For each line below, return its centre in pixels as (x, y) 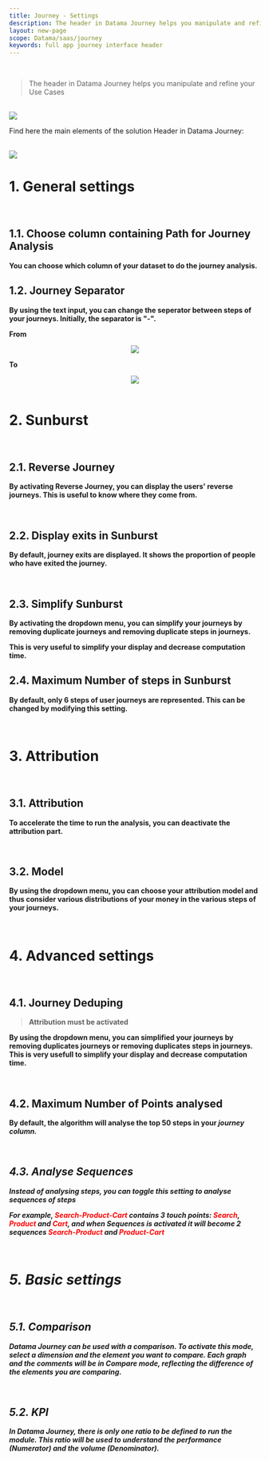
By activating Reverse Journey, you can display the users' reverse (121, 486)
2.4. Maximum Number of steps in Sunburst (120, 681)
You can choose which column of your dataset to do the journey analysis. (133, 265)
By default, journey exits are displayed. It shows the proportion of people (133, 555)
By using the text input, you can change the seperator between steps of (131, 310)
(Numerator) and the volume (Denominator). (84, 1448)
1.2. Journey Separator (67, 291)
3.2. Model (36, 872)
